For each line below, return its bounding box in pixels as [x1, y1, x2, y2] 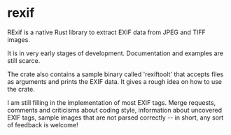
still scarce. [7, 56, 41, 64]
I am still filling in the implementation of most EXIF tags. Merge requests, [7, 98, 216, 106]
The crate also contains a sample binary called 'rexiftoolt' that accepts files [7, 70, 224, 78]
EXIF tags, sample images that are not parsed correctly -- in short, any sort [7, 113, 224, 122]
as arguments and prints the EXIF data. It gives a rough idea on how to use [7, 77, 223, 85]
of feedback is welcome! [7, 120, 78, 129]
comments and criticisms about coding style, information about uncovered [7, 106, 223, 114]
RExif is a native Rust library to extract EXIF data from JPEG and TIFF [7, 28, 206, 36]
